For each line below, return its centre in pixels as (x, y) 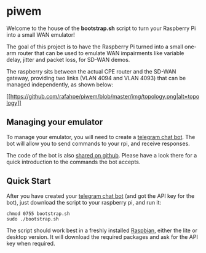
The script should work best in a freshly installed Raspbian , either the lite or (102, 230)
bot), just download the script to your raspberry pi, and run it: (84, 202)
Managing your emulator (55, 122)
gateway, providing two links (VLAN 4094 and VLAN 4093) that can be (96, 78)
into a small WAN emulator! (41, 34)
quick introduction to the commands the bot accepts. (73, 162)
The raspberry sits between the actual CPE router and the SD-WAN (91, 71)
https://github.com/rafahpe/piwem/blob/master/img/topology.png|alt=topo (105, 96)
